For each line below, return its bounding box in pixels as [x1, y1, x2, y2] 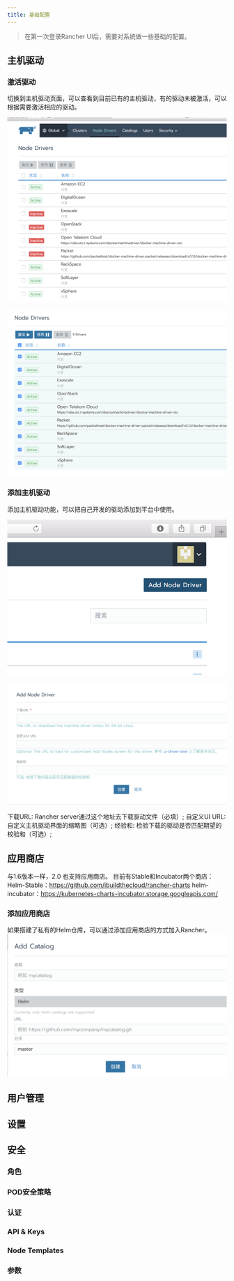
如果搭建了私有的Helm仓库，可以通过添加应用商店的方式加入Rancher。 [7, 926, 211, 934]
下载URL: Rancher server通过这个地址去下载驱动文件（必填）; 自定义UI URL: [7, 812, 226, 821]
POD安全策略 [7, 1188, 52, 1197]
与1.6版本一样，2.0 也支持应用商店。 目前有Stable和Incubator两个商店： [7, 872, 214, 880]
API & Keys [7, 1227, 45, 1236]
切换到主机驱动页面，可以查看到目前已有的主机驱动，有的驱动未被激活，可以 [7, 94, 227, 103]
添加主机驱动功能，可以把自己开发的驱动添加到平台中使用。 [7, 505, 178, 513]
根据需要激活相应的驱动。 [7, 103, 81, 112]
